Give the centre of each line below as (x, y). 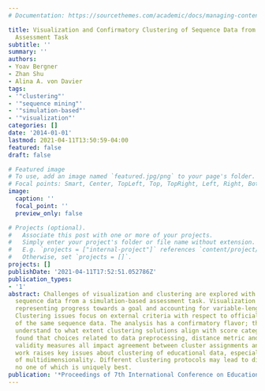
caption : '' (35, 199)
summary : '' (28, 52)
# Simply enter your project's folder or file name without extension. (132, 242)
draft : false (30, 155)
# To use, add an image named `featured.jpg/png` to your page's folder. (132, 177)
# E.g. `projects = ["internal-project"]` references (102, 250)
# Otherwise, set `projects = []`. (70, 257)
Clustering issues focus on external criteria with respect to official (137, 316)
